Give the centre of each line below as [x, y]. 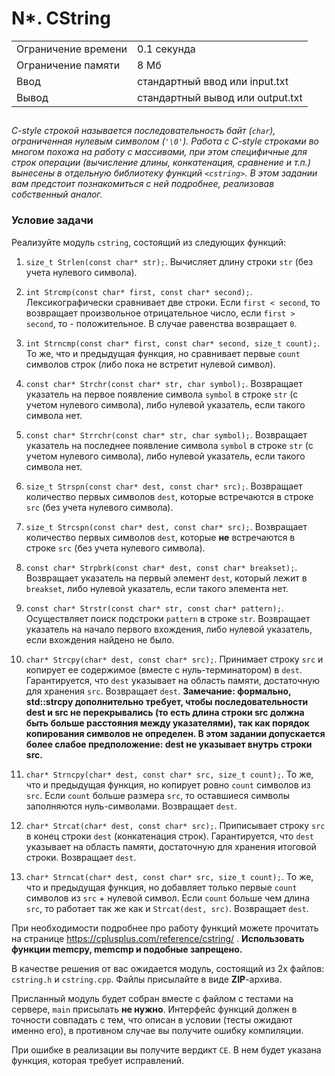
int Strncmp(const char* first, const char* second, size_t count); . [173, 343]
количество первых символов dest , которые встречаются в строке [169, 496]
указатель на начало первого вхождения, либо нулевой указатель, [169, 629]
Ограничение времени [72, 49]
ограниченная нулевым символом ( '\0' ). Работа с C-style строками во [165, 141]
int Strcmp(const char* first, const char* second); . [139, 291]
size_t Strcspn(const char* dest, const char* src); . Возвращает [166, 526]
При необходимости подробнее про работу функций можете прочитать [165, 928]
